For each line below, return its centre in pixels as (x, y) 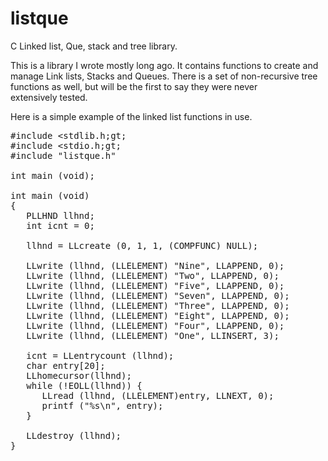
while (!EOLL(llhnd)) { (84, 385)
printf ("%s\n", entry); (102, 405)
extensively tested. (49, 97)
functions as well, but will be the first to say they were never (134, 86)
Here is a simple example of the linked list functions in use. (131, 116)
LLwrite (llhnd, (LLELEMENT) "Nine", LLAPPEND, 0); (155, 265)
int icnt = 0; (60, 225)
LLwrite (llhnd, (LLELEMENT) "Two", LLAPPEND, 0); (153, 275)
